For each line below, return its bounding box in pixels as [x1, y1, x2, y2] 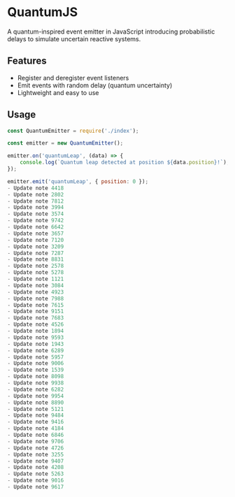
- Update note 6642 [7, 224, 64, 231]
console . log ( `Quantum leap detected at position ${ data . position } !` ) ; [20, 159, 230, 166]
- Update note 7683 [7, 315, 64, 322]
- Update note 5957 [7, 354, 64, 361]
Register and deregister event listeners [17, 73, 129, 82]
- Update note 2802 [7, 191, 64, 198]
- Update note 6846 [7, 431, 64, 439]
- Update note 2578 [7, 263, 64, 270]
